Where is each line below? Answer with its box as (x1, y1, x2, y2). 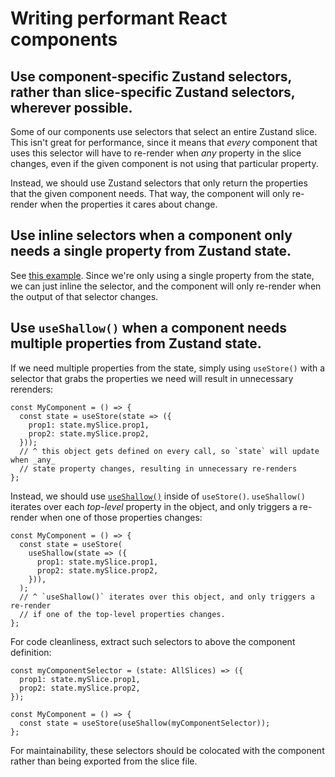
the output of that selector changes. (10, 290, 159, 302)
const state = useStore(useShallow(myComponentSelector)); (19, 718, 271, 728)
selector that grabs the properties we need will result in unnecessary (10, 372, 294, 384)
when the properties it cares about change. (39, 198, 218, 210)
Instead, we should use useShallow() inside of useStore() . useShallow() (10, 490, 306, 502)
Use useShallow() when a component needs (10, 320, 288, 337)
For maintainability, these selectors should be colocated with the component (10, 744, 325, 756)
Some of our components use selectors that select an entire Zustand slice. (10, 126, 318, 137)
